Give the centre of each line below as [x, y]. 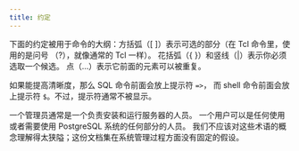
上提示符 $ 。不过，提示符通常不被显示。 [83, 96]
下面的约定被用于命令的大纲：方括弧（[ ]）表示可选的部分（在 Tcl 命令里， [146, 44]
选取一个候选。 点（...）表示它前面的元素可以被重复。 [108, 66]
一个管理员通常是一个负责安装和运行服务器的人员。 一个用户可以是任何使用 [147, 115]
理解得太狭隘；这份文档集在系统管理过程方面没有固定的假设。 [130, 137]
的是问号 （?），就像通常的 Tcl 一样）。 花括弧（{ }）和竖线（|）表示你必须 [152, 55]
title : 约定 [30, 17]
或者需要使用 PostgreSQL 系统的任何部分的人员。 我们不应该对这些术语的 [144, 126]
